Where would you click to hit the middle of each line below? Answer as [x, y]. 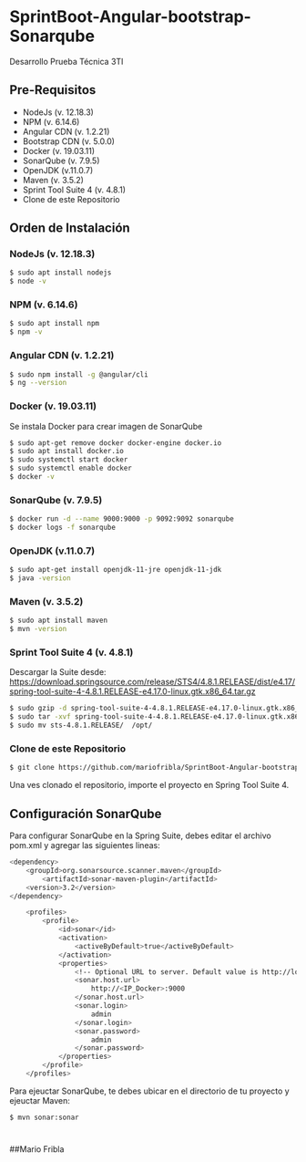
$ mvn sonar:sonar [44, 1117]
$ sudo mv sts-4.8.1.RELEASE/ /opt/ [81, 726]
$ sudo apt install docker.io [67, 451]
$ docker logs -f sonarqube [63, 528]
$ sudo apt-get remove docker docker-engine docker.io [116, 443]
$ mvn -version [38, 629]
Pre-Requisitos [53, 90]
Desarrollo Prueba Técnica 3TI [66, 61]
